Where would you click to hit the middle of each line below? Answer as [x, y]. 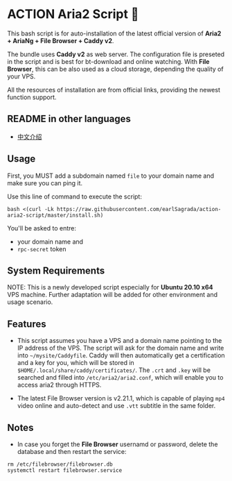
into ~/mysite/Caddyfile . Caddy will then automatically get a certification [121, 355]
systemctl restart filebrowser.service [65, 471]
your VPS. [21, 76]
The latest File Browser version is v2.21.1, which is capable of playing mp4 [121, 398]
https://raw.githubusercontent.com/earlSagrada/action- [139, 209]
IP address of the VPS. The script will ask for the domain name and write [121, 348]
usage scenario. [30, 302]
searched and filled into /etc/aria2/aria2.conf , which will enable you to [120, 378]
